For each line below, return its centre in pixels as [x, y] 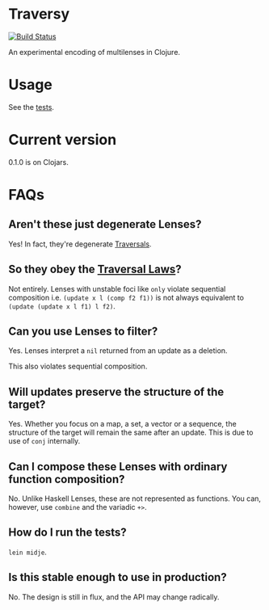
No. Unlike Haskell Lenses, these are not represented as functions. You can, [134, 499]
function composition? [67, 479]
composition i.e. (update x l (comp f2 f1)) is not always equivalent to [126, 297]
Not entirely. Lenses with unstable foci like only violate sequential [117, 288]
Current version [63, 140]
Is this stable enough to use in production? [118, 577]
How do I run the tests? [67, 533]
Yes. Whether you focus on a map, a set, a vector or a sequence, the [122, 424]
